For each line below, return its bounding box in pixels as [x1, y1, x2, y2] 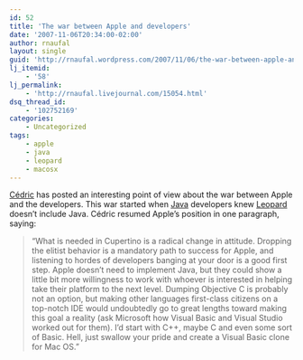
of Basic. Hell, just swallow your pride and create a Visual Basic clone [31, 332, 290, 343]
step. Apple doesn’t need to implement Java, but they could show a [31, 264, 282, 276]
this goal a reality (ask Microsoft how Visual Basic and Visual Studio [31, 313, 283, 324]
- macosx [25, 165, 59, 174]
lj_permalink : [9, 81, 63, 90]
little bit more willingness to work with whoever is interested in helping [31, 274, 293, 285]
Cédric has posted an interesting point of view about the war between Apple [9, 189, 293, 200]
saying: [9, 218, 37, 229]
